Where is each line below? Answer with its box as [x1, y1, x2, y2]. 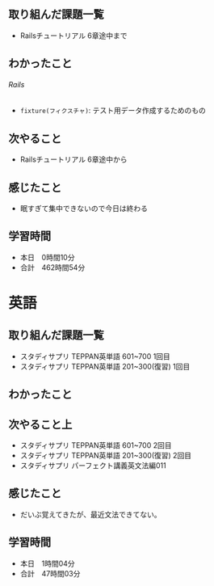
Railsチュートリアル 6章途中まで [19, 31, 128, 40]
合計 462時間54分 [19, 262, 86, 272]
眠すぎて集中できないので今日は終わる [19, 204, 148, 213]
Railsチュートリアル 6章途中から [19, 154, 128, 164]
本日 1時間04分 [19, 559, 75, 568]
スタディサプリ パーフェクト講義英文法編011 [19, 461, 167, 470]
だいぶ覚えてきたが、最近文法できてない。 [19, 509, 162, 519]
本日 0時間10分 [19, 252, 75, 262]
